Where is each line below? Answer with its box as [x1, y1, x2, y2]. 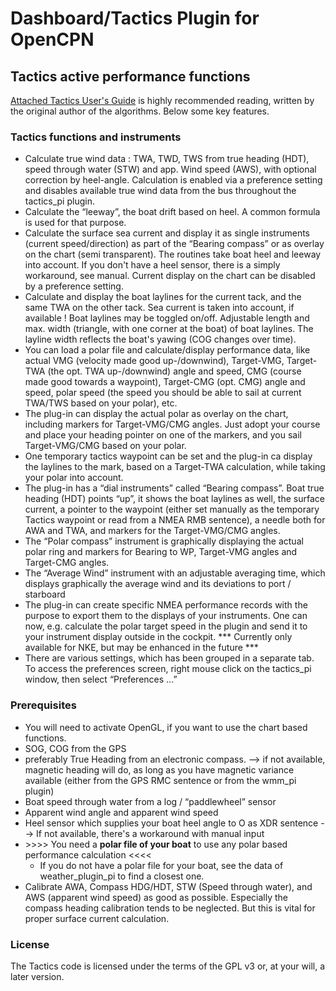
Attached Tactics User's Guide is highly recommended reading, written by [10, 95, 315, 106]
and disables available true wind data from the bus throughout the [24, 185, 297, 197]
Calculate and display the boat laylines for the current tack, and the [24, 291, 302, 303]
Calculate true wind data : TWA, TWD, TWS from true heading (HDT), [24, 153, 310, 165]
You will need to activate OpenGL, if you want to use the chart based [24, 721, 308, 733]
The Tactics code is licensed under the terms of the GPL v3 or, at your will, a [10, 960, 326, 972]
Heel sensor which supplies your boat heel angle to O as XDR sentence [24, 817, 319, 829]
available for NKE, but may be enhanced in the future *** [24, 642, 259, 654]
